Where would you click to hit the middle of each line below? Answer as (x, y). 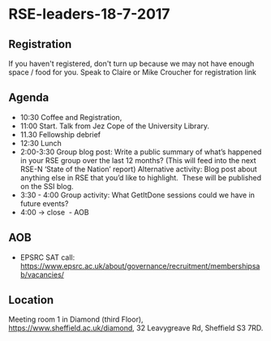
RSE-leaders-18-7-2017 (89, 14)
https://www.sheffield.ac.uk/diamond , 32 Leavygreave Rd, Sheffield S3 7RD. (136, 328)
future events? (44, 203)
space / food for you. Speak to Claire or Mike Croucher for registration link (133, 72)
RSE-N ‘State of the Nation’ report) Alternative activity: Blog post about (138, 169)
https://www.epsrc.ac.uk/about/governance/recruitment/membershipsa (140, 265)
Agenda (29, 98)
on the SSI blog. (47, 186)
